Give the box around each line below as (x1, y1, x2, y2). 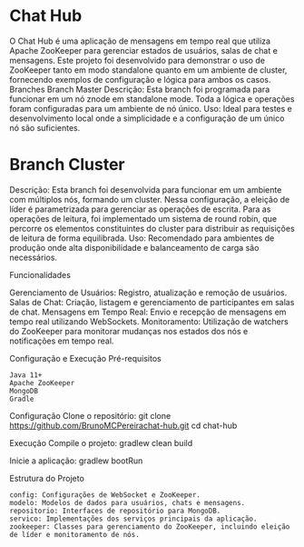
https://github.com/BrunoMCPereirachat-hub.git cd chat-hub (9, 420, 238, 431)
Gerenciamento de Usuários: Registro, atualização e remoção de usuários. (9, 287, 288, 298)
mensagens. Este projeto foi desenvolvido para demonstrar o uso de (9, 55, 266, 65)
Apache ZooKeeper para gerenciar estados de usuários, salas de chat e (9, 45, 279, 55)
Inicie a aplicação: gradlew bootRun (9, 455, 143, 466)
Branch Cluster (9, 154, 125, 175)
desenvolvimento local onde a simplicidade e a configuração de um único (9, 113, 285, 124)
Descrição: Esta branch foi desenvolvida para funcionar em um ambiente (9, 184, 282, 195)
